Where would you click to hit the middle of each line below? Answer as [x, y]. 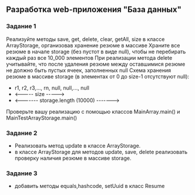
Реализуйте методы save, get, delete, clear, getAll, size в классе [85, 39]
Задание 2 [22, 133]
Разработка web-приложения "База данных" [94, 10]
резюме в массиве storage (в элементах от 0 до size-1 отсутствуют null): [98, 76]
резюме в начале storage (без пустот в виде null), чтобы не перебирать [96, 52]
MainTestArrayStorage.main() [42, 118]
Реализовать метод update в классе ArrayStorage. [78, 145]
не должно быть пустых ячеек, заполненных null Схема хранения [89, 70]
